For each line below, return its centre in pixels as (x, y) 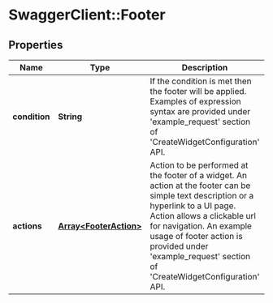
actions (27, 226)
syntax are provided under (200, 111)
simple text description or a (202, 196)
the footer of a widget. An (199, 175)
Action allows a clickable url (203, 216)
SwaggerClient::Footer (87, 15)
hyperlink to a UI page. (193, 206)
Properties (36, 45)
